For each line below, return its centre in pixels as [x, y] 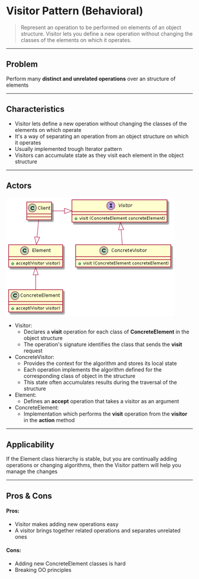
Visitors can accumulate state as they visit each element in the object [99, 155]
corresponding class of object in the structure [79, 376]
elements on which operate [48, 130]
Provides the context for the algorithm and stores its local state [100, 363]
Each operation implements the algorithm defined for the [92, 370]
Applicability [30, 444]
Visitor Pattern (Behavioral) [75, 11]
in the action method [49, 420]
